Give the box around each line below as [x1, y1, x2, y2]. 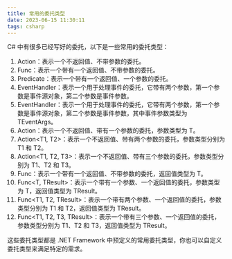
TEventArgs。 [17, 118, 57, 126]
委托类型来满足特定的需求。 [7, 244, 87, 253]
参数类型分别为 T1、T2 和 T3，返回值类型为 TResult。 [17, 222, 171, 230]
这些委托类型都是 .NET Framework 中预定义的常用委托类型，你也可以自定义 [7, 236, 222, 244]
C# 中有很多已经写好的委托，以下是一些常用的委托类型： [7, 43, 170, 51]
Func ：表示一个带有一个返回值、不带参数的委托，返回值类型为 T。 [17, 170, 208, 178]
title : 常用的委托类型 [7, 10, 66, 17]
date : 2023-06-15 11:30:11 [7, 17, 85, 23]
